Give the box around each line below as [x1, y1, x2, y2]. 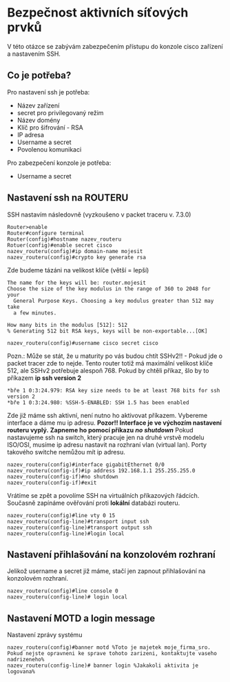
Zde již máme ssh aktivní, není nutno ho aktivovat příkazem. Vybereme [7, 411, 208, 419]
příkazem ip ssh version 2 [7, 374, 81, 382]
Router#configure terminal [7, 230, 85, 237]
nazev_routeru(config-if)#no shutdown [7, 473, 118, 480]
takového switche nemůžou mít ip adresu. [7, 448, 125, 456]
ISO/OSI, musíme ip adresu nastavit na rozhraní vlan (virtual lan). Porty [7, 440, 207, 449]
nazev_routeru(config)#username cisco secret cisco [7, 339, 158, 346]
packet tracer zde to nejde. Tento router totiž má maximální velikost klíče [7, 359, 213, 367]
